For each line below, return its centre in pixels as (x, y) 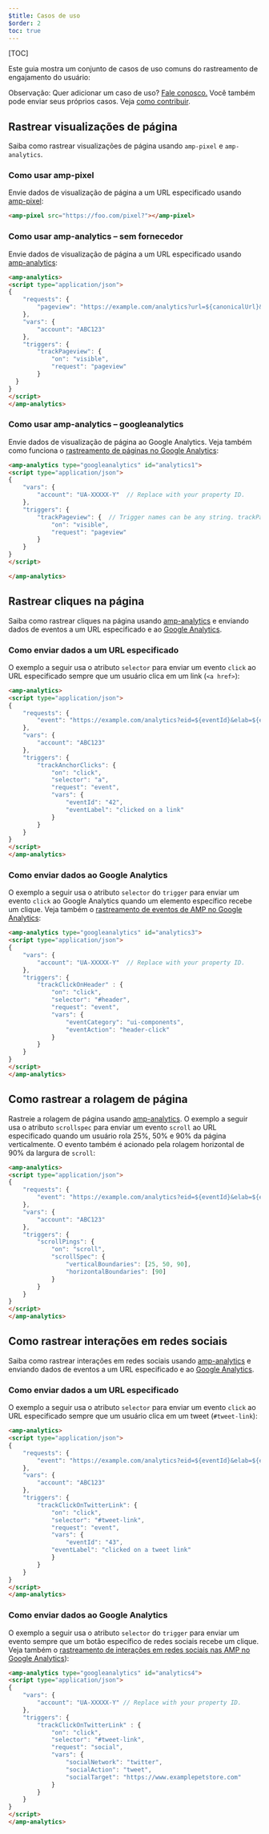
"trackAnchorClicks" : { (76, 765)
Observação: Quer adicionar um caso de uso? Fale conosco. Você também (132, 93)
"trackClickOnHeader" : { (80, 985)
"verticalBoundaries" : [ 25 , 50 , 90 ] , (128, 1264)
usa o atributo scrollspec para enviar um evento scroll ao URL (113, 1127)
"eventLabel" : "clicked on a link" (124, 810)
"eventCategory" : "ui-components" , (124, 1022)
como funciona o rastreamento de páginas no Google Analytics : (114, 450)
